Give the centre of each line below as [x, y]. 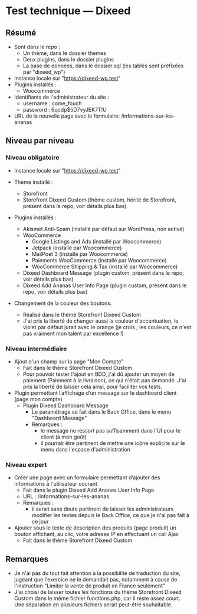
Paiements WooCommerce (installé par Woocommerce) [99, 260]
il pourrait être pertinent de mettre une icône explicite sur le [113, 443]
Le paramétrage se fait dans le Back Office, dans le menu [101, 411]
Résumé [21, 33]
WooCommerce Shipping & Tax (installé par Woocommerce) [105, 267]
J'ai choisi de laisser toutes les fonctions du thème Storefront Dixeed [98, 592]
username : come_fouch [52, 103]
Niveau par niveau [40, 141]
